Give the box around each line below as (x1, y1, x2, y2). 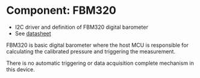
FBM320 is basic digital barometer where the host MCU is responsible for (6, 41, 189, 49)
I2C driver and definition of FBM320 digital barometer (14, 23, 149, 31)
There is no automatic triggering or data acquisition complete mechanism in (6, 59, 194, 67)
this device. (6, 65, 35, 73)
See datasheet (14, 29, 51, 37)
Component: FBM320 (6, 4, 116, 17)
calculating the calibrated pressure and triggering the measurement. (6, 47, 176, 55)
